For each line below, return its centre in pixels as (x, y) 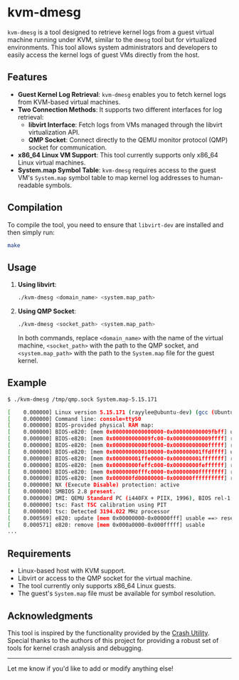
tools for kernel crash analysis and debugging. (75, 648)
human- (212, 177)
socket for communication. (68, 147)
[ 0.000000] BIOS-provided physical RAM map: (81, 425)
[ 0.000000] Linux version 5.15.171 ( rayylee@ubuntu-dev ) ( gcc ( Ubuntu (121, 412)
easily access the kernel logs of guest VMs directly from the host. (103, 55)
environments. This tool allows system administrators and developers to (113, 47)
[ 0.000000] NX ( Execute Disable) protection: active (94, 485)
